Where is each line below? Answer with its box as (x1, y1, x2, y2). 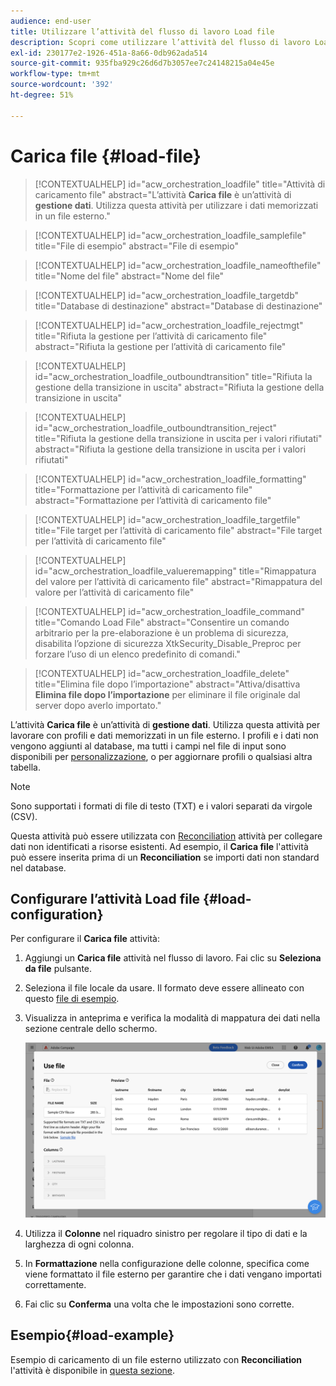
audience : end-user (10, 16, 92, 26)
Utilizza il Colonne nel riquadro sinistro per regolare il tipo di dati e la (24, 1227, 308, 1239)
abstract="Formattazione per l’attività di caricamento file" (34, 494, 272, 506)
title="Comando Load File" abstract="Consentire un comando (34, 616, 290, 628)
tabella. (10, 761, 41, 773)
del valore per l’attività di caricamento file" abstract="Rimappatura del (34, 575, 323, 587)
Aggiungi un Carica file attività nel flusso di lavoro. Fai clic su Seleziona (24, 952, 322, 964)
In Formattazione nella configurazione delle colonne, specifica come (24, 1257, 310, 1269)
